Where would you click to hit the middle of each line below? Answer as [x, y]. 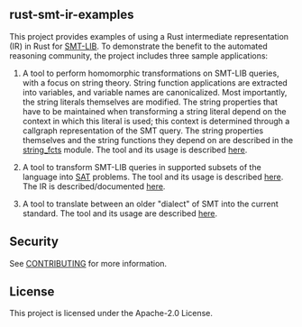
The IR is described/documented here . [94, 186]
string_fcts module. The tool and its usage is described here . [135, 150]
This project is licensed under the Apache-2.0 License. [111, 313]
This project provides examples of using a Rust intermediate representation [149, 36]
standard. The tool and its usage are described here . [120, 213]
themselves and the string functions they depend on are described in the [158, 140]
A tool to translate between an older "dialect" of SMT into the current [151, 204]
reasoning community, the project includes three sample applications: [139, 55]
